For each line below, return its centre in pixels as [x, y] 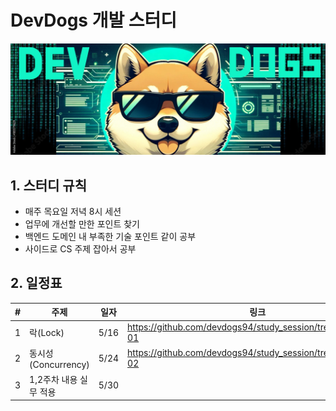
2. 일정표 [36, 283]
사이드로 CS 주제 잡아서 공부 [80, 248]
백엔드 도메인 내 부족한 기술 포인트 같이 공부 [110, 236]
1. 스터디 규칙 [48, 185]
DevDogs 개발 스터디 [94, 20]
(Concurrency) [59, 364]
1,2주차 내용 [53, 379]
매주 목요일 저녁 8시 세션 [73, 211]
